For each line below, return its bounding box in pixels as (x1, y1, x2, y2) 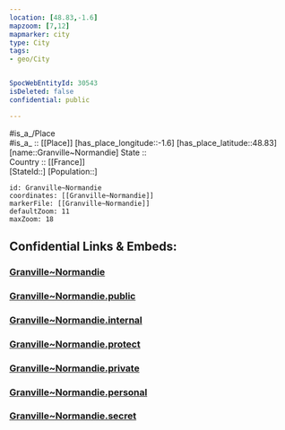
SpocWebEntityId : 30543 (9, 79, 99, 88)
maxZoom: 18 (9, 214, 54, 224)
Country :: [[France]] (9, 156, 85, 167)
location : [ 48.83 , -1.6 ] (9, 13, 99, 22)
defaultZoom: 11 (9, 207, 70, 216)
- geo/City (9, 55, 50, 64)
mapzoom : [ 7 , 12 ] (9, 21, 70, 30)
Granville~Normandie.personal (9, 386, 148, 399)
